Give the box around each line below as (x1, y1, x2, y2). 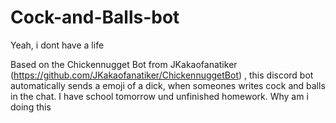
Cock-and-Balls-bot (10, 6, 180, 29)
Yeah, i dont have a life (10, 39, 105, 51)
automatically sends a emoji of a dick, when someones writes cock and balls (10, 79, 326, 91)
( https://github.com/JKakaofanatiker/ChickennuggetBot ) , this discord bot (10, 69, 314, 81)
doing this (10, 101, 52, 113)
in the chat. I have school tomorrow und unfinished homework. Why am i (10, 90, 309, 102)
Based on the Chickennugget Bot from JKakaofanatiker (10, 58, 238, 70)
